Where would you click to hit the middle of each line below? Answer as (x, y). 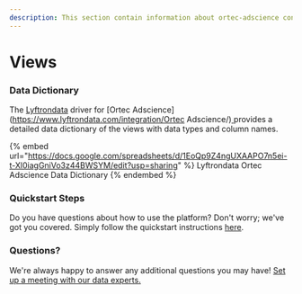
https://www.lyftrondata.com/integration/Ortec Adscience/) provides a (142, 120)
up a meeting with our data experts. (75, 280)
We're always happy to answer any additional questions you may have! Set (147, 270)
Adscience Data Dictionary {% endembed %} (93, 175)
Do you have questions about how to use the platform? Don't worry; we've (147, 218)
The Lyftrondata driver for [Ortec (70, 110)
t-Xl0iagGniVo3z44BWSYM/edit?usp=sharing (93, 165)
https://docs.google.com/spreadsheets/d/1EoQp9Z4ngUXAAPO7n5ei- (157, 156)
